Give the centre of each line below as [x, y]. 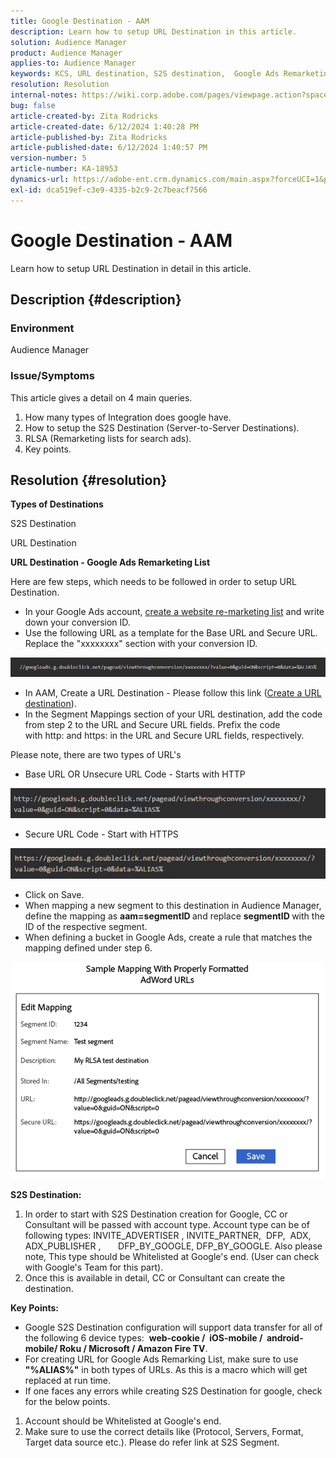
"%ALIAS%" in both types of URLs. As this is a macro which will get [166, 1370]
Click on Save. [54, 894]
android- [285, 1338]
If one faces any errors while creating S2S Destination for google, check [173, 1391]
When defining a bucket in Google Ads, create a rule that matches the [168, 937]
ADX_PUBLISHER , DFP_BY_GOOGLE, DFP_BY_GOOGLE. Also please [173, 1246]
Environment [42, 328]
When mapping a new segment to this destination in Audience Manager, [173, 905]
